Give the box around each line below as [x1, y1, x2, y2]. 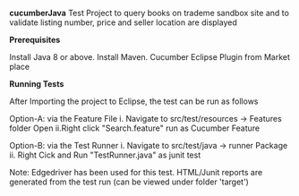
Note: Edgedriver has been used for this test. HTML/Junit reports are [9, 167, 263, 177]
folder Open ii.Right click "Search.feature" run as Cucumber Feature [9, 123, 261, 133]
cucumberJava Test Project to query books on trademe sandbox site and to [9, 8, 289, 18]
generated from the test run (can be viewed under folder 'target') [9, 176, 249, 187]
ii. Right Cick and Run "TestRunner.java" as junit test [9, 149, 201, 160]
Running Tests [9, 79, 64, 89]
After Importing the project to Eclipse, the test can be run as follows [9, 96, 259, 107]
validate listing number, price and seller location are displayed [9, 17, 237, 28]
